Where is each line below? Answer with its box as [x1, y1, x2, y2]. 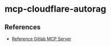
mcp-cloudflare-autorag [4, 3, 107, 15]
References [4, 23, 41, 31]
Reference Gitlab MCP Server [11, 36, 72, 42]
